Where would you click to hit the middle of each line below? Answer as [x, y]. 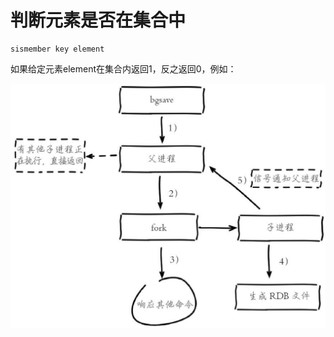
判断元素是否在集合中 [98, 20]
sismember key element [57, 49]
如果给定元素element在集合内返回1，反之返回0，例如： [123, 68]
